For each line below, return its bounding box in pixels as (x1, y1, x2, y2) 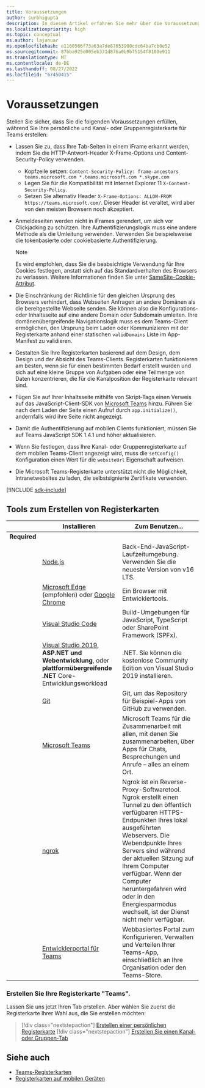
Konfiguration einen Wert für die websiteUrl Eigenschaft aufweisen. (15, 456, 185, 463)
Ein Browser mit (121, 587, 167, 595)
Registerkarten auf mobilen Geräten (15, 1075, 106, 1082)
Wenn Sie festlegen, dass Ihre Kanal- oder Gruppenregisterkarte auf (15, 443, 187, 450)
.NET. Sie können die (121, 649, 182, 657)
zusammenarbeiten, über (121, 737, 194, 746)
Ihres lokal (158, 816, 188, 824)
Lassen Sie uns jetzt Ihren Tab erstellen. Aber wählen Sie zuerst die (6, 1003, 176, 1010)
